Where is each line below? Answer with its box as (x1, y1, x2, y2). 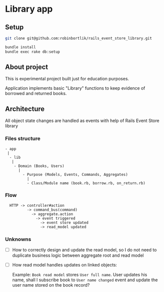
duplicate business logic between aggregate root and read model (12, 252, 144, 258)
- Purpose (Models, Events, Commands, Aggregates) (23, 172, 128, 177)
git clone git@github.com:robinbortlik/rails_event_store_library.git (5, 36, 152, 41)
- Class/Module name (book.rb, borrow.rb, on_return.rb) (26, 180, 146, 186)
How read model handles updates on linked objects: (12, 262, 117, 268)
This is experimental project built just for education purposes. (5, 76, 129, 82)
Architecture (5, 104, 45, 113)
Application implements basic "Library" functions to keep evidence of (5, 85, 145, 91)
